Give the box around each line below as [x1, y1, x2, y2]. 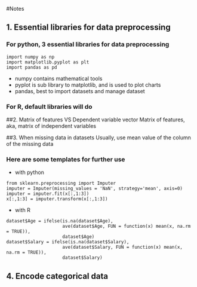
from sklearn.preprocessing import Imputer [6, 181, 116, 187]
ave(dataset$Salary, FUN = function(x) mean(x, [62, 245, 183, 251]
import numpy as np [6, 54, 55, 60]
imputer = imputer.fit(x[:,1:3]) [6, 191, 90, 197]
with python [14, 169, 45, 176]
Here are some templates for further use [6, 155, 125, 163]
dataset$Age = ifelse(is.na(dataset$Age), [6, 218, 113, 224]
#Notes [6, 5, 24, 12]
